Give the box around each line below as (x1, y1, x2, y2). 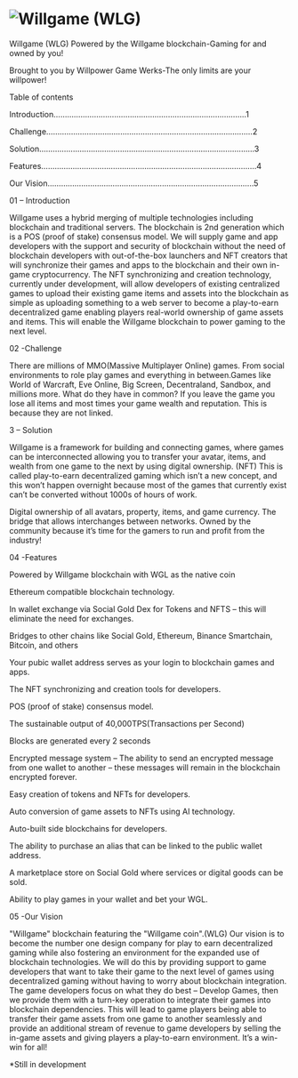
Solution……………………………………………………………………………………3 (9, 143, 260, 154)
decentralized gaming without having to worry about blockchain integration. (9, 975, 287, 986)
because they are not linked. (9, 407, 114, 418)
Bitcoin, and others (9, 640, 78, 650)
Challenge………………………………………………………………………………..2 (9, 125, 258, 137)
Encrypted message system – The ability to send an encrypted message (9, 752, 274, 763)
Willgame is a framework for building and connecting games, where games (9, 441, 285, 453)
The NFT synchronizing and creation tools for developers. (9, 683, 221, 694)
